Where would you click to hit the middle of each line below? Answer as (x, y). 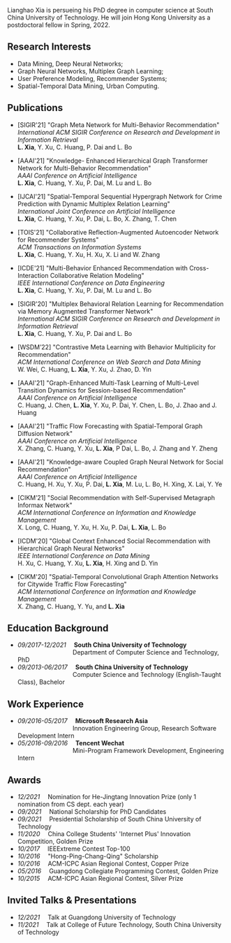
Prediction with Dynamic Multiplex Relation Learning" (94, 204)
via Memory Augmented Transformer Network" (85, 311)
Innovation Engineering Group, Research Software (144, 729)
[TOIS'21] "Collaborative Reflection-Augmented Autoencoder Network (118, 232)
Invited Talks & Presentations (72, 900)
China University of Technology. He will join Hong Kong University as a (109, 17)
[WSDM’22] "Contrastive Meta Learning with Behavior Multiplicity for (117, 347)
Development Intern (46, 736)
